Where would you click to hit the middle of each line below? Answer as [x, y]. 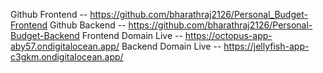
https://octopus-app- [228, 35]
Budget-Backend [45, 35]
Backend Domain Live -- [171, 46]
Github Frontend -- [49, 14]
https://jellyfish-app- [266, 46]
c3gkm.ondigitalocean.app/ [67, 57]
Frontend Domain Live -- [132, 35]
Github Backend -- [88, 25]
